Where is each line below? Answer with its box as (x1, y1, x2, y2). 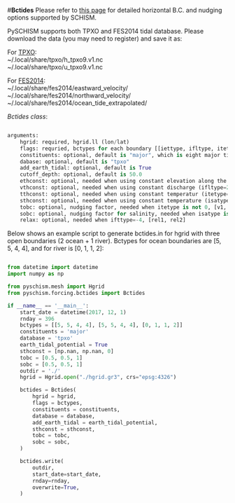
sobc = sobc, (32, 439, 71, 446)
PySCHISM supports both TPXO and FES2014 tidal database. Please (7, 27, 204, 35)
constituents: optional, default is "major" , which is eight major (20, 151, 220, 158)
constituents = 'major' (20, 329, 90, 336)
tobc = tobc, (32, 432, 71, 439)
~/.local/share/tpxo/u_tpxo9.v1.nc (7, 63, 104, 71)
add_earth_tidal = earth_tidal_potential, (32, 419, 158, 426)
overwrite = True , (32, 483, 80, 491)
